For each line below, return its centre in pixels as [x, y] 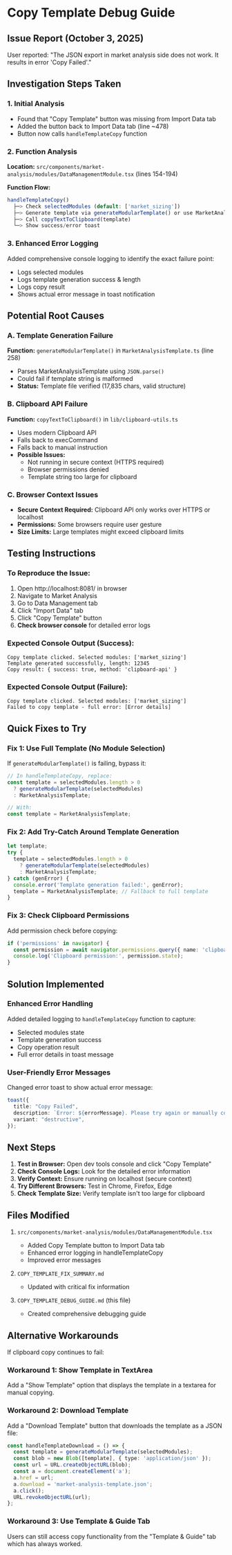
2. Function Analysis [42, 152]
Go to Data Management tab [57, 603]
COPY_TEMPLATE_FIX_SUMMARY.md [61, 1274]
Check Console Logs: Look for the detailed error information [104, 1171]
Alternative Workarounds [63, 1335]
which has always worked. [45, 1544]
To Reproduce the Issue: [49, 573]
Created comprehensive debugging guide [87, 1314]
